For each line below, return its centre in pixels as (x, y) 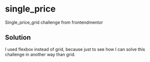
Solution (18, 38)
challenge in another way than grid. (40, 54)
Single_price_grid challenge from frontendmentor (54, 22)
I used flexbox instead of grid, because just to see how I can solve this (75, 49)
